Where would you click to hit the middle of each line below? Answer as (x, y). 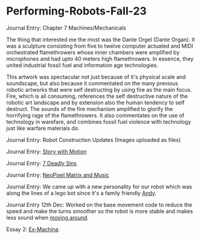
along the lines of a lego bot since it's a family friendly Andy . (81, 193)
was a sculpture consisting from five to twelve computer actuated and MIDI (100, 46)
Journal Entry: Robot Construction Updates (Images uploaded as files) (94, 139)
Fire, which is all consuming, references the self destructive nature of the (97, 96)
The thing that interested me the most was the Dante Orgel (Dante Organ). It (101, 39)
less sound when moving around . (48, 217)
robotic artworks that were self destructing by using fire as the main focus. (99, 89)
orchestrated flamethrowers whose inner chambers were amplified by (93, 52)
